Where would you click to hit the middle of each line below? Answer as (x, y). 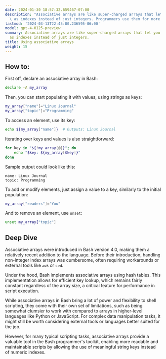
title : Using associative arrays (40, 42)
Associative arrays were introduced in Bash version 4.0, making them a (77, 250)
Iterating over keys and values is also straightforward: (60, 139)
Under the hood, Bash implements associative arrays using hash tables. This (83, 275)
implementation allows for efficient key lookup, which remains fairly (74, 280)
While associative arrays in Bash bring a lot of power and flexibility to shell (81, 300)
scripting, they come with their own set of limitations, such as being (74, 306)
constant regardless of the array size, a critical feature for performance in (80, 286)
